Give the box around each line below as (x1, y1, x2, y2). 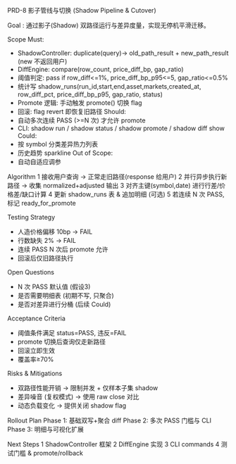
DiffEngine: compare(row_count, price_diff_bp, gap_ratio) (17, 65, 185, 73)
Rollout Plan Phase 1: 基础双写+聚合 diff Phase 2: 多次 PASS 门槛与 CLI (7, 416, 212, 425)
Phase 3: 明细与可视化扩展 (7, 425, 85, 433)
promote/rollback (32, 449, 83, 457)
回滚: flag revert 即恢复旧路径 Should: (17, 108, 127, 115)
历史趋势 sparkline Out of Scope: (17, 149, 113, 157)
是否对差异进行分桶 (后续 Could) (17, 300, 111, 308)
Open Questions (7, 268, 55, 276)
